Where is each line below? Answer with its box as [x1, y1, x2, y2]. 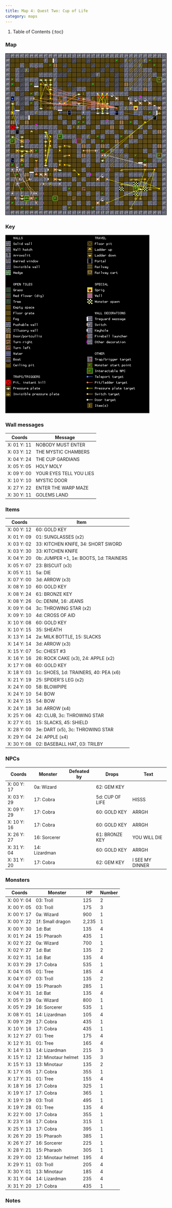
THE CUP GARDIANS [35, 456, 80, 462]
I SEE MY [132, 857, 152, 863]
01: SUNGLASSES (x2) [35, 534, 84, 540]
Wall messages [5, 421, 45, 428]
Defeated [69, 768, 90, 775]
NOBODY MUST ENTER [35, 442, 85, 448]
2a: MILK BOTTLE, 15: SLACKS [35, 634, 101, 640]
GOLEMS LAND [35, 492, 69, 498]
